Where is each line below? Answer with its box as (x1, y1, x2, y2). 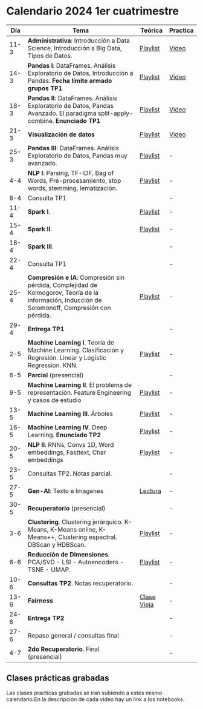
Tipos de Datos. (27, 51, 72, 60)
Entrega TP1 (27, 325, 65, 333)
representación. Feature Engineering (27, 388, 132, 397)
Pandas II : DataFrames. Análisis (27, 94, 118, 102)
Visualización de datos (27, 130, 95, 139)
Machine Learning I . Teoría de (27, 338, 115, 346)
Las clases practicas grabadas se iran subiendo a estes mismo (6, 689, 163, 696)
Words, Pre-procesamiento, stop (27, 176, 121, 185)
